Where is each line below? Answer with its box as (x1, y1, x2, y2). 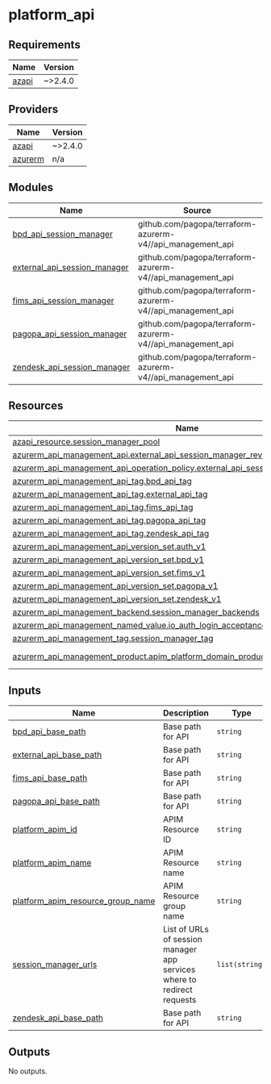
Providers (8, 102, 59, 116)
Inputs (8, 683, 42, 697)
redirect (162, 984, 194, 995)
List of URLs (162, 923, 210, 935)
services (162, 964, 196, 975)
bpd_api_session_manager (12, 228, 113, 240)
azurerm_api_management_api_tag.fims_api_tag (12, 502, 194, 513)
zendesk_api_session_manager (12, 361, 131, 373)
